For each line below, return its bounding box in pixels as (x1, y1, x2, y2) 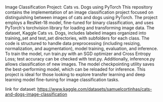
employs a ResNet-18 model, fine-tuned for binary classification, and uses (5, 20, 154, 25)
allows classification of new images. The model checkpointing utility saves (5, 61, 155, 67)
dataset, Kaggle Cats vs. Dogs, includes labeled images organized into (5, 30, 146, 36)
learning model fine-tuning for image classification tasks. (5, 77, 120, 82)
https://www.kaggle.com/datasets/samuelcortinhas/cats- (37, 86, 152, 92)
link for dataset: (5, 86, 36, 92)
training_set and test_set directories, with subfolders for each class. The (5, 35, 150, 41)
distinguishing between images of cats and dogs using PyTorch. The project (5, 15, 158, 20)
